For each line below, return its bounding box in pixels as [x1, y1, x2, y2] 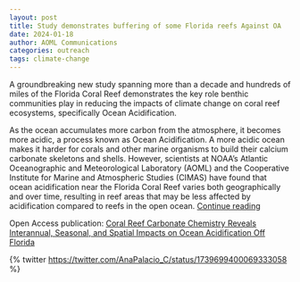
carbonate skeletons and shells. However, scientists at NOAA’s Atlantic [9, 153, 269, 163]
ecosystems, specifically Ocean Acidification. [9, 108, 177, 118]
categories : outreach [9, 46, 90, 55]
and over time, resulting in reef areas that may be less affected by [9, 191, 252, 202]
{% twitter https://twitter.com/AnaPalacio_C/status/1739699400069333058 [9, 254, 287, 264]
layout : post [9, 12, 58, 22]
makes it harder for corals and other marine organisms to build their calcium [9, 144, 288, 154]
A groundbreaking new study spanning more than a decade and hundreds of [9, 79, 291, 89]
